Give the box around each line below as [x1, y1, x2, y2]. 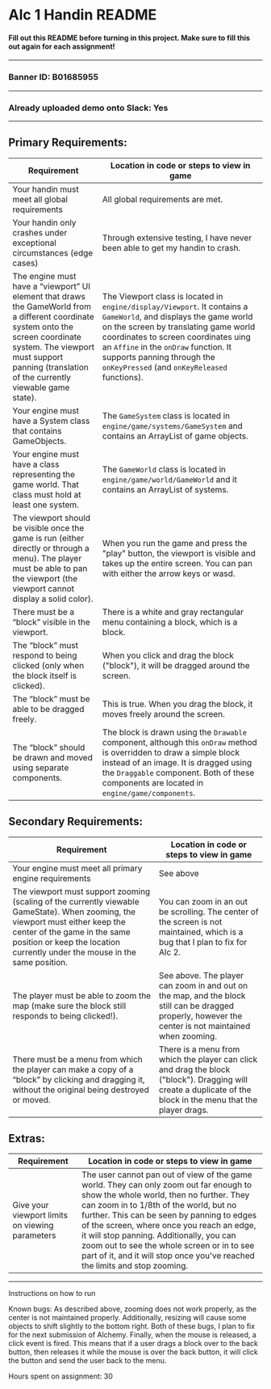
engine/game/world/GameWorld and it [102, 473, 238, 485]
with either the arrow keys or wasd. [102, 568, 236, 579]
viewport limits [12, 1209, 69, 1221]
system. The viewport [12, 341, 95, 353]
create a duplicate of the [158, 1084, 252, 1095]
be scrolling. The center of [158, 906, 259, 917]
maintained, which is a [158, 926, 244, 938]
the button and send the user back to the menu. [8, 1356, 167, 1366]
